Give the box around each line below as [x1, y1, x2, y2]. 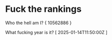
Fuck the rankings [5, 3, 82, 15]
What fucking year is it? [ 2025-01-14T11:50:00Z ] [5, 29, 108, 35]
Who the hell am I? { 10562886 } [5, 20, 72, 26]
